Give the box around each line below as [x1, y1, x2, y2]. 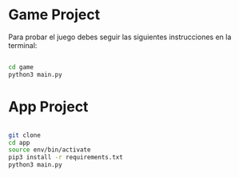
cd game [8, 62, 34, 71]
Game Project [8, 6, 101, 24]
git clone [8, 131, 42, 139]
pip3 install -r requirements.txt [8, 154, 124, 162]
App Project [8, 98, 89, 115]
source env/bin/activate [8, 146, 91, 154]
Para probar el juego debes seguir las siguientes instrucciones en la [8, 32, 232, 42]
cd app [8, 139, 30, 147]
